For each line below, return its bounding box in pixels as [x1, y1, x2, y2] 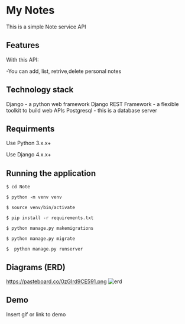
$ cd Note [6, 184, 31, 190]
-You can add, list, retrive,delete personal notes [6, 68, 122, 75]
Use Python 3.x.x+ [6, 140, 51, 147]
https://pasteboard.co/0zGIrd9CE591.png [6, 278, 107, 285]
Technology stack [6, 85, 74, 95]
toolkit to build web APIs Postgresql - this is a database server [6, 107, 158, 114]
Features [6, 40, 40, 50]
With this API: [6, 56, 39, 63]
